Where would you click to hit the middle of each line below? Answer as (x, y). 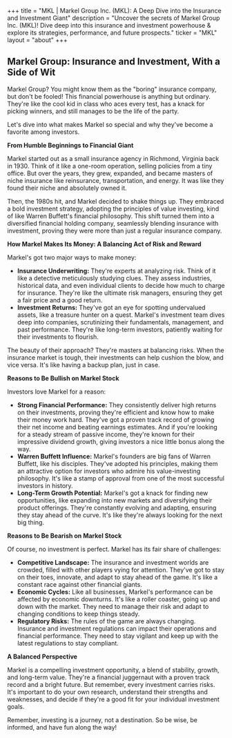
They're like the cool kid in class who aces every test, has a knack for (106, 104)
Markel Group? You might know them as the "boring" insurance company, (112, 89)
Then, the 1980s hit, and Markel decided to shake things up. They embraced (116, 201)
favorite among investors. (43, 132)
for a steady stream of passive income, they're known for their (106, 434)
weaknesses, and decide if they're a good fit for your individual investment (113, 699)
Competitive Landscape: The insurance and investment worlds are (113, 562)
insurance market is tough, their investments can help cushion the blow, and (116, 357)
